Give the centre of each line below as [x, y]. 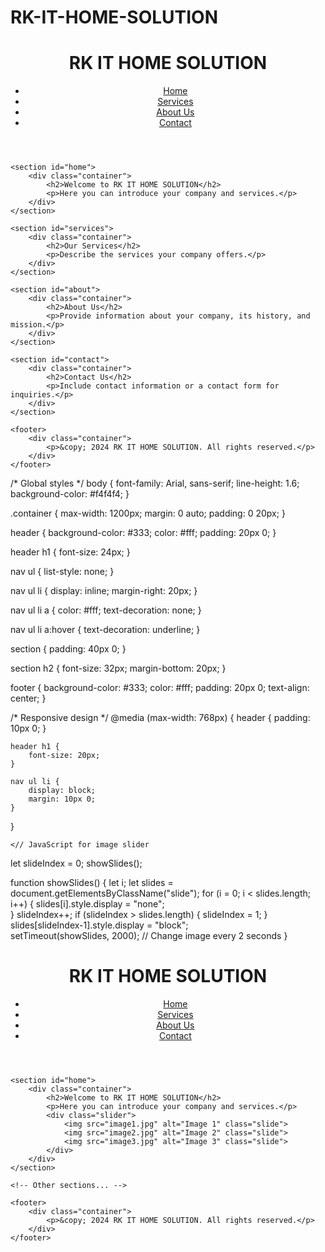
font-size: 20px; [64, 756]
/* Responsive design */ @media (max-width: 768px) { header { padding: [160, 718]
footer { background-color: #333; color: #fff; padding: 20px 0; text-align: [160, 688]
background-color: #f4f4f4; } [70, 494]
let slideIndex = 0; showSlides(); [76, 863]
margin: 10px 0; [62, 799]
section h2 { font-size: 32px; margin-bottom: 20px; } [118, 668]
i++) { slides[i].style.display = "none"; [87, 904]
